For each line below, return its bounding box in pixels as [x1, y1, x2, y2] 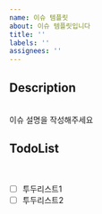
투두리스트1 [21, 183, 63, 194]
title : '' [9, 30, 47, 39]
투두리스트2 [21, 194, 64, 205]
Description [9, 80, 76, 95]
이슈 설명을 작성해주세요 [9, 114, 94, 125]
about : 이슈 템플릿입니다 [9, 22, 91, 31]
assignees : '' [9, 47, 63, 56]
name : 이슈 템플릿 [9, 13, 69, 22]
